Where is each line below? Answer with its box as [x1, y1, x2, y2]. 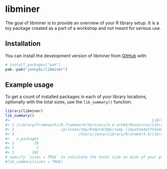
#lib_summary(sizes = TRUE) [5, 159, 64, 164]
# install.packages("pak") [5, 62, 61, 67]
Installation [5, 40, 41, 48]
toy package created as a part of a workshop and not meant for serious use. [5, 25, 162, 31]
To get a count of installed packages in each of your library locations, [5, 94, 148, 100]
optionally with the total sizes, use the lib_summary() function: [5, 99, 132, 105]
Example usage [5, 80, 54, 89]
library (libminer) [5, 109, 43, 113]
